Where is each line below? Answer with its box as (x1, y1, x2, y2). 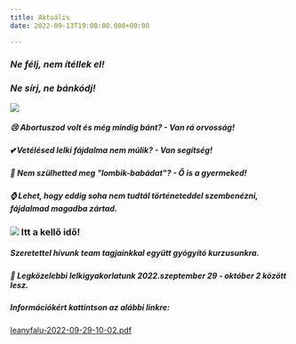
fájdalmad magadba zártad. (10, 204, 118, 214)
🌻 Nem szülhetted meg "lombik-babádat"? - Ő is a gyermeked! (10, 168, 247, 179)
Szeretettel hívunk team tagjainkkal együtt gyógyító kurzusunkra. (10, 248, 260, 259)
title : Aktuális (10, 12, 70, 22)
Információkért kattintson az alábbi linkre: (10, 302, 171, 313)
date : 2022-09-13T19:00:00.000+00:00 (10, 21, 150, 30)
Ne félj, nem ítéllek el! (10, 59, 105, 71)
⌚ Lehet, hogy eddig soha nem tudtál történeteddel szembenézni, (10, 190, 259, 201)
